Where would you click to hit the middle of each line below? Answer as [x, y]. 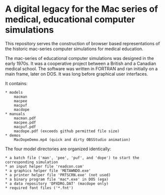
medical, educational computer [70, 19]
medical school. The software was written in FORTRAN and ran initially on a [82, 69]
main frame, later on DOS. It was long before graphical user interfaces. [77, 74]
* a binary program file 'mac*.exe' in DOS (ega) [57, 179]
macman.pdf [25, 118]
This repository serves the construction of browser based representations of [82, 43]
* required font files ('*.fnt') [39, 188]
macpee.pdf [25, 122]
